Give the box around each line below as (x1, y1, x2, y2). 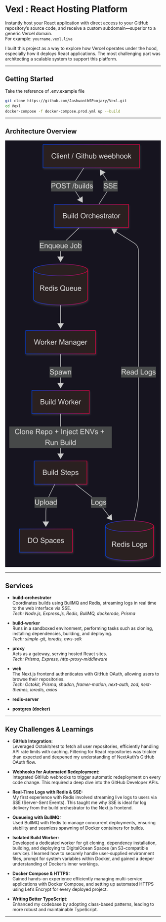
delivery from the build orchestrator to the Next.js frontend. (12, 805, 133, 811)
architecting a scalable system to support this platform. (5, 56, 118, 61)
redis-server (12, 696, 39, 702)
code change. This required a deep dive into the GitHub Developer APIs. (12, 780, 160, 786)
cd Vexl (5, 103, 21, 109)
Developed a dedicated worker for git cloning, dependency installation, (12, 840, 157, 846)
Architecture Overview (5, 127, 77, 135)
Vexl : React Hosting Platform (5, 3, 127, 15)
